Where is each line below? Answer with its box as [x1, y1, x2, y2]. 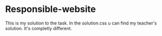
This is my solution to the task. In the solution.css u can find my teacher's [5, 20, 157, 26]
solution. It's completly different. [5, 25, 72, 31]
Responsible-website [5, 3, 96, 15]
